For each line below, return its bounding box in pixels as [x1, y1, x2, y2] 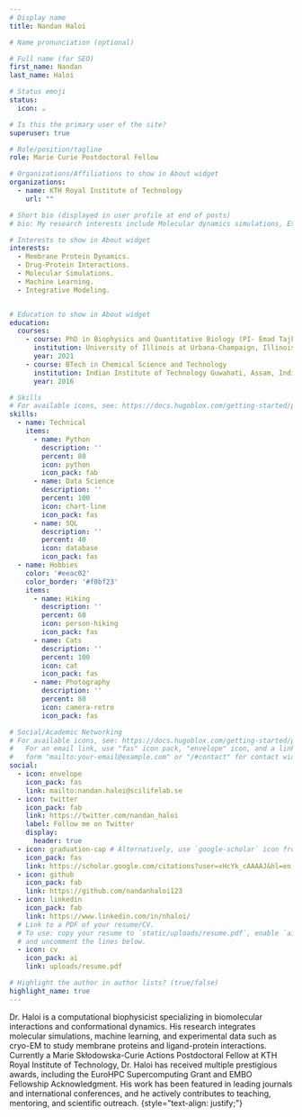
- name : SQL [32, 519, 78, 528]
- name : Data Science [32, 477, 115, 486]
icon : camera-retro [41, 703, 115, 712]
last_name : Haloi [9, 71, 75, 80]
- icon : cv [17, 945, 58, 955]
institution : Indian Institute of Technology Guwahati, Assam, [32, 368, 276, 377]
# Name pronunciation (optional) [9, 38, 135, 47]
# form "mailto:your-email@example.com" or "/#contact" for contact [9, 753, 280, 762]
